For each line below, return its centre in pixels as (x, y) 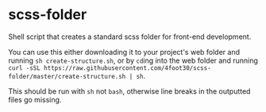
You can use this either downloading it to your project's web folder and (124, 52)
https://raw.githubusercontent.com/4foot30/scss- (127, 68)
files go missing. (35, 99)
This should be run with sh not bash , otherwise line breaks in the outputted (129, 91)
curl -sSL (25, 68)
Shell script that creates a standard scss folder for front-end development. (130, 37)
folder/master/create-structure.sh (67, 76)
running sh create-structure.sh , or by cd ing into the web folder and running (133, 60)
